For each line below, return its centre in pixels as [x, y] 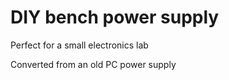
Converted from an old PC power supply [93, 64]
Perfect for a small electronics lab [79, 45]
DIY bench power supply [115, 17]
